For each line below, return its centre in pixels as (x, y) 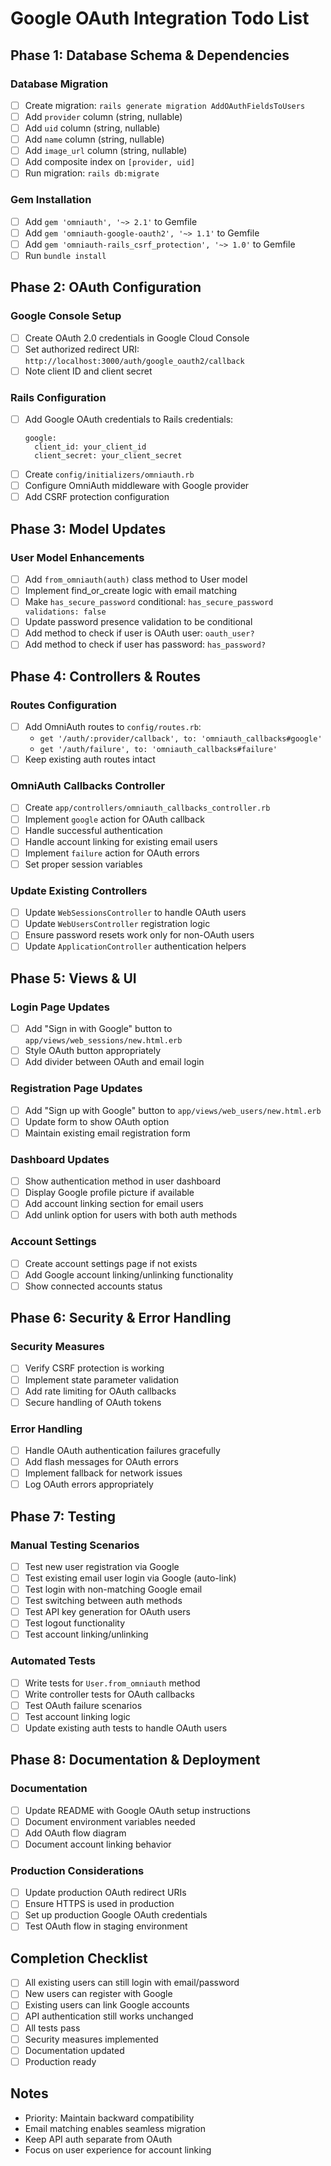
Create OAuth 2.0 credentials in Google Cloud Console (137, 338)
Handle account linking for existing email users (121, 841)
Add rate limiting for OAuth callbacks (100, 1391)
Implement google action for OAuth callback (114, 819)
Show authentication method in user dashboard (123, 1181)
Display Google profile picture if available (109, 1193)
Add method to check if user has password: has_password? (145, 644)
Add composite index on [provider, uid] (110, 162)
